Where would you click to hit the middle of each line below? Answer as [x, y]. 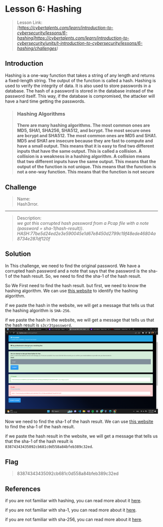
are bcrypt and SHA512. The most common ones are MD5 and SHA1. [87, 136]
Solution [18, 254]
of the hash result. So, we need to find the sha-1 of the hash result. [75, 276]
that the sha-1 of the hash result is [39, 441]
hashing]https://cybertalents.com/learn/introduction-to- [73, 38]
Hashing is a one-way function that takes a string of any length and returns [80, 75]
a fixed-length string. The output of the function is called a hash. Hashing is [81, 80]
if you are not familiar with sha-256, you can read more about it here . [74, 520]
